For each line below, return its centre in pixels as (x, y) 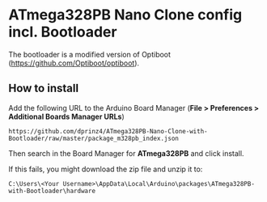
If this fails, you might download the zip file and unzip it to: (106, 169)
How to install (44, 88)
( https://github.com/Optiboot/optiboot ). (74, 63)
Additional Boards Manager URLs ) (67, 116)
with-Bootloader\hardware (52, 191)
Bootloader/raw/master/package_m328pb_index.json (94, 138)
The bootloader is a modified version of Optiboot (90, 54)
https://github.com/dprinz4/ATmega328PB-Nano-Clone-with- (108, 131)
